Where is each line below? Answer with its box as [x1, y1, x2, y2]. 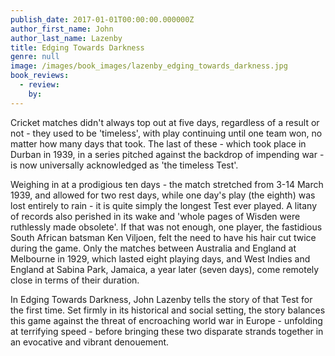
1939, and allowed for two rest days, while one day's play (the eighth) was [10, 189, 316, 201]
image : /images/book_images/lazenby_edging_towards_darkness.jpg [10, 61, 288, 71]
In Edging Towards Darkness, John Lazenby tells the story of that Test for [10, 293, 313, 305]
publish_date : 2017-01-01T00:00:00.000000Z [10, 14, 195, 25]
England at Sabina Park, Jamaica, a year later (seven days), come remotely [10, 263, 320, 275]
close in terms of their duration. [10, 274, 140, 286]
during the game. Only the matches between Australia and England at [10, 242, 297, 254]
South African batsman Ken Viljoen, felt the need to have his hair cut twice [10, 231, 317, 243]
